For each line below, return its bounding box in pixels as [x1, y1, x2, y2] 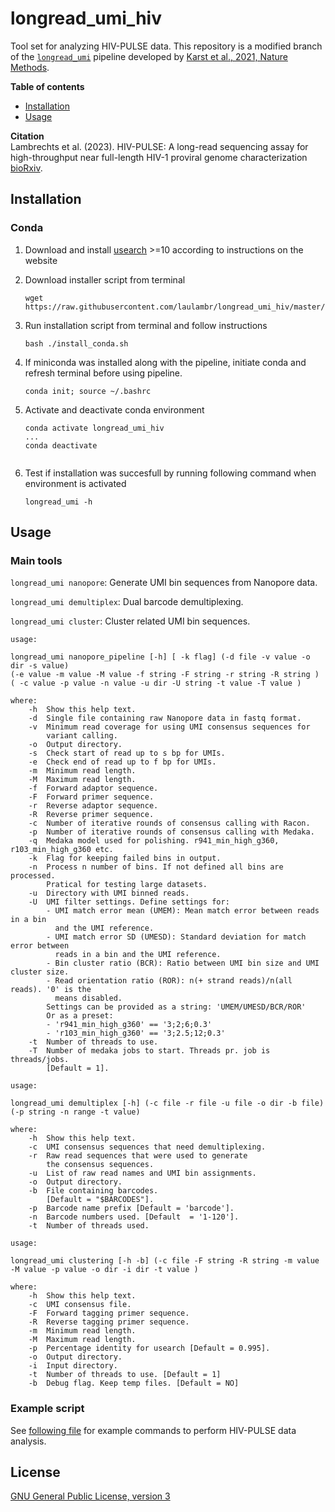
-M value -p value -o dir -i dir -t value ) [10, 1265, 199, 1275]
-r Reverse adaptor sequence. [28, 801, 159, 811]
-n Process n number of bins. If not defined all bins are [28, 862, 284, 872]
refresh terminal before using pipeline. [24, 367, 183, 379]
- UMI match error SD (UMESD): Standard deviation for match [46, 932, 307, 942]
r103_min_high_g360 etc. [10, 845, 114, 855]
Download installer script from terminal [24, 273, 186, 286]
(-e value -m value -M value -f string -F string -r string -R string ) [10, 670, 320, 680]
